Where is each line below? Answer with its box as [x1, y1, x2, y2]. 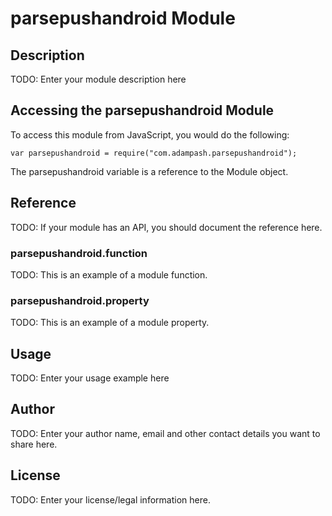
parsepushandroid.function [10, 246, 148, 260]
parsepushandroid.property [10, 293, 150, 307]
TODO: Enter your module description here [10, 73, 187, 85]
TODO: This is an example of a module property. [10, 317, 210, 329]
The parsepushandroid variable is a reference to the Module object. [10, 165, 289, 177]
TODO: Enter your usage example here [10, 372, 170, 384]
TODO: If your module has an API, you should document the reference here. [10, 221, 323, 233]
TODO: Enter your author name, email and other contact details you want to [10, 427, 321, 439]
